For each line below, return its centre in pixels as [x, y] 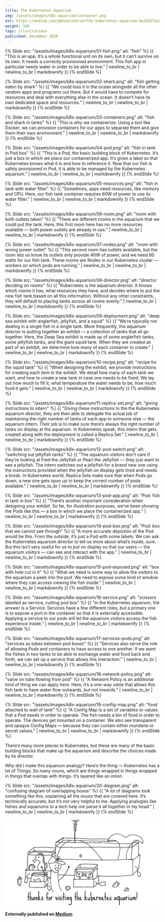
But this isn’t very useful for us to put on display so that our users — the [78, 547]
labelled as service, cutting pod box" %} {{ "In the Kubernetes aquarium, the [82, 603]
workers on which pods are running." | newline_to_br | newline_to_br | [75, 265]
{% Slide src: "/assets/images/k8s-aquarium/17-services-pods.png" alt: [78, 638]
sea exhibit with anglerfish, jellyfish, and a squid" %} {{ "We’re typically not [81, 321]
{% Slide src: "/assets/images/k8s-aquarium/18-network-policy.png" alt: [78, 674]
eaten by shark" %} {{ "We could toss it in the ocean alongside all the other [81, 87]
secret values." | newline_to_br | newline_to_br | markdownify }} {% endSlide [82, 731]
